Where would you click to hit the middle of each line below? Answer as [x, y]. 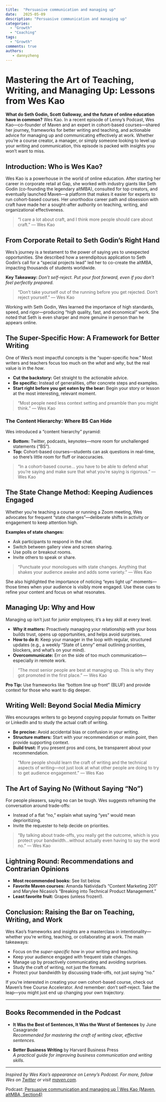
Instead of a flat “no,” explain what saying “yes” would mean [74, 815]
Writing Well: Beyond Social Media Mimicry [73, 706]
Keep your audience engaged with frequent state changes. [72, 957]
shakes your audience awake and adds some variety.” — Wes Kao [85, 572]
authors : [15, 51]
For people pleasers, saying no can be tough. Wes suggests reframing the [81, 800]
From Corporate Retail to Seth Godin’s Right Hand [83, 240]
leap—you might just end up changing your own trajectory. [65, 992]
